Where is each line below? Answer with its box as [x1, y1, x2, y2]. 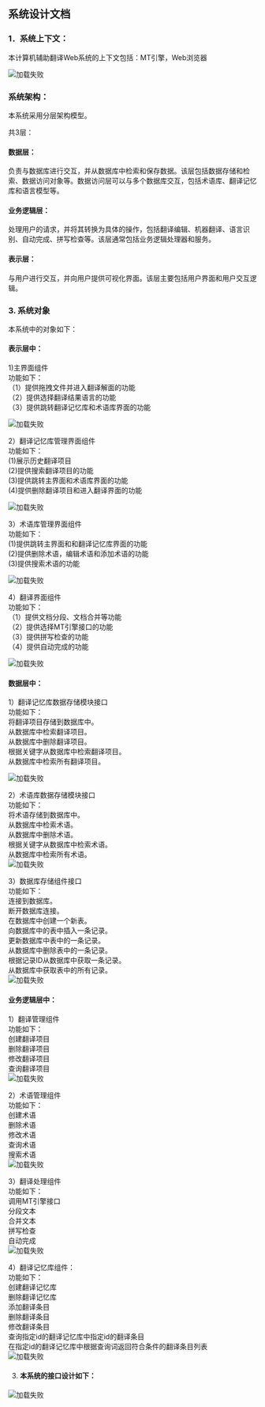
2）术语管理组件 [8, 1090, 62, 1100]
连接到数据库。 [8, 897, 57, 906]
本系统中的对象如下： [8, 324, 77, 334]
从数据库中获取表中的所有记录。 [8, 965, 112, 975]
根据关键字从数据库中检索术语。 [8, 840, 112, 849]
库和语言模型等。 [8, 186, 64, 195]
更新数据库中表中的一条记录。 [8, 936, 105, 946]
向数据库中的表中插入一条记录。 [8, 926, 112, 935]
